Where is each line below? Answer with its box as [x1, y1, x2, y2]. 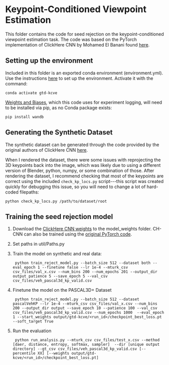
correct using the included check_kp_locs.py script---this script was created [5, 178, 164, 184]
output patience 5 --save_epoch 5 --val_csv [12, 274, 108, 279]
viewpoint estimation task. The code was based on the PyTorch [5, 36, 137, 42]
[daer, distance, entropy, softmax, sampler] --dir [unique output [12, 342, 160, 347]
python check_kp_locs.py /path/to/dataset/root [5, 199, 107, 204]
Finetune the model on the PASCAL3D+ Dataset [12, 287, 112, 293]
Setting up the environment [5, 57, 93, 65]
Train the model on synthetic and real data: [12, 251, 102, 257]
